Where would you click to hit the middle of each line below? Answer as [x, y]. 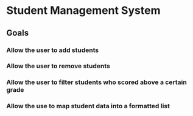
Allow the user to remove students [58, 66]
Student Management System [83, 11]
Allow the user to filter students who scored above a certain [96, 82]
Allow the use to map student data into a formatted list [88, 106]
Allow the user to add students [53, 50]
